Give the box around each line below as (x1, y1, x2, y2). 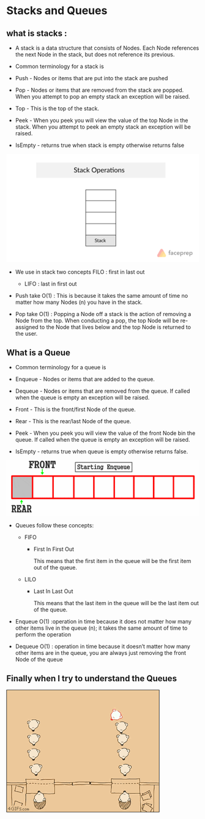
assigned (15, 323, 39, 331)
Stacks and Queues (6, 4, 108, 18)
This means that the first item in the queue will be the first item (33, 557, 192, 564)
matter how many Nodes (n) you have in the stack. (15, 298, 143, 306)
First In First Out (33, 545, 75, 553)
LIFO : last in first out (24, 280, 77, 287)
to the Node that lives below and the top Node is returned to (39, 323, 192, 331)
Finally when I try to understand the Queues (6, 673, 177, 684)
